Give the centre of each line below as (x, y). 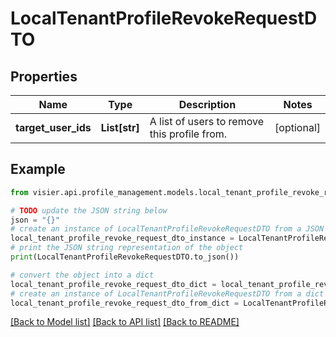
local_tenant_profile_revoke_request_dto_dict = (113, 284)
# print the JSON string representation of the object (127, 248)
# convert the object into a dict (82, 275)
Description (207, 104)
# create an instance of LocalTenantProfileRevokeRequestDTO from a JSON (167, 229)
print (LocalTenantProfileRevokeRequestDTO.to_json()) (125, 257)
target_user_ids (53, 127)
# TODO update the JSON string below (89, 210)
